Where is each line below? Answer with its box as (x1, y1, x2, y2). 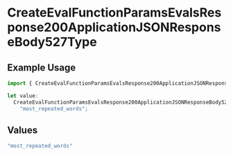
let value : (7, 92, 39, 99)
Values (7, 124, 38, 136)
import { (7, 80, 33, 87)
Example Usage (7, 61, 76, 73)
